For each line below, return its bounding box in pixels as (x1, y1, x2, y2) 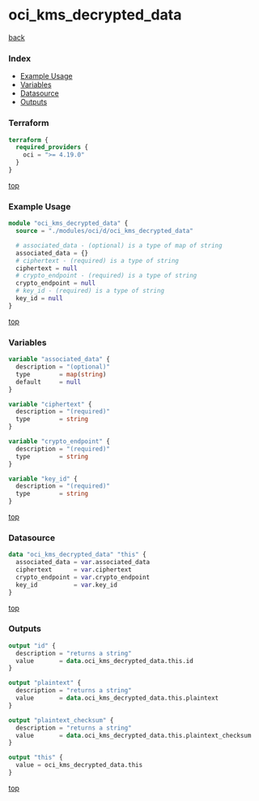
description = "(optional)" (15, 363, 111, 371)
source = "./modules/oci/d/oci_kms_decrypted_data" (15, 227, 194, 235)
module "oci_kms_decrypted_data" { (8, 219, 129, 228)
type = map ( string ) (15, 370, 107, 378)
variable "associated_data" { (8, 355, 111, 364)
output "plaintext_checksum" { (8, 716, 114, 724)
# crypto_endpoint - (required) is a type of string (15, 272, 197, 280)
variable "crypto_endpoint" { (8, 437, 111, 446)
